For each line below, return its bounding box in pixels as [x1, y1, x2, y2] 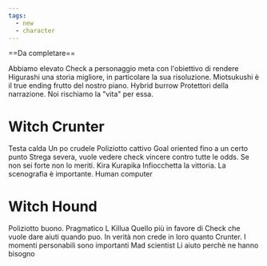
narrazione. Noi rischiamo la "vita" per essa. [8, 89, 153, 99]
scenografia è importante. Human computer [8, 169, 153, 179]
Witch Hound [8, 197, 98, 216]
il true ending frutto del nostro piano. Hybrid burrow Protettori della [8, 81, 229, 90]
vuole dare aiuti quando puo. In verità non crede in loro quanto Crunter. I [8, 232, 246, 242]
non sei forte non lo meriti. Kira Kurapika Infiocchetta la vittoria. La [8, 161, 226, 170]
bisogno [8, 249, 35, 259]
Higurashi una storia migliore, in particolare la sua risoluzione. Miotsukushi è [8, 73, 260, 82]
